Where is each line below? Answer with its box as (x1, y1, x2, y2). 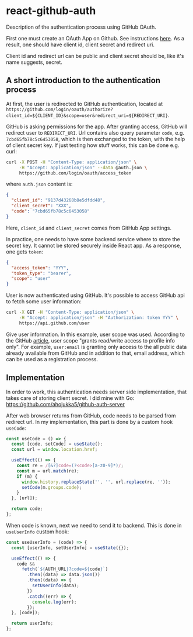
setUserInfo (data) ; (31, 583, 80, 589)
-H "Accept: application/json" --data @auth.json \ (19, 165, 148, 170)
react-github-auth (6, 4, 96, 18)
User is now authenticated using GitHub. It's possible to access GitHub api (6, 292, 185, 299)
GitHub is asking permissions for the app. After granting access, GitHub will (6, 123, 188, 130)
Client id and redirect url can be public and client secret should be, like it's (6, 52, 184, 59)
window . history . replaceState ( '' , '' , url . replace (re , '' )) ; (21, 479, 171, 485)
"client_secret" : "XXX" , (11, 203, 72, 209)
